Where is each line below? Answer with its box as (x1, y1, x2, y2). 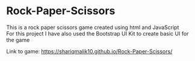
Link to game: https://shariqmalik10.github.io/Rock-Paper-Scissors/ (6, 47, 173, 54)
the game (6, 36, 30, 43)
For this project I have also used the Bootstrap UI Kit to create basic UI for (6, 30, 189, 37)
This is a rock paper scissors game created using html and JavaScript (6, 24, 179, 31)
